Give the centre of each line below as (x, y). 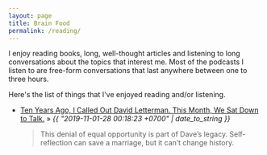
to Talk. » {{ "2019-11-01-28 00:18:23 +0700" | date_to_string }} (125, 119)
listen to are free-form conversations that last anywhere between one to (128, 71)
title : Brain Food (39, 23)
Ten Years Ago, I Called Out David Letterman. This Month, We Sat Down (139, 110)
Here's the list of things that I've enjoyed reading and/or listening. (117, 95)
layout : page (30, 16)
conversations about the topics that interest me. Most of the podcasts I (126, 62)
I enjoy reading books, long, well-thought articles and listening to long (124, 54)
